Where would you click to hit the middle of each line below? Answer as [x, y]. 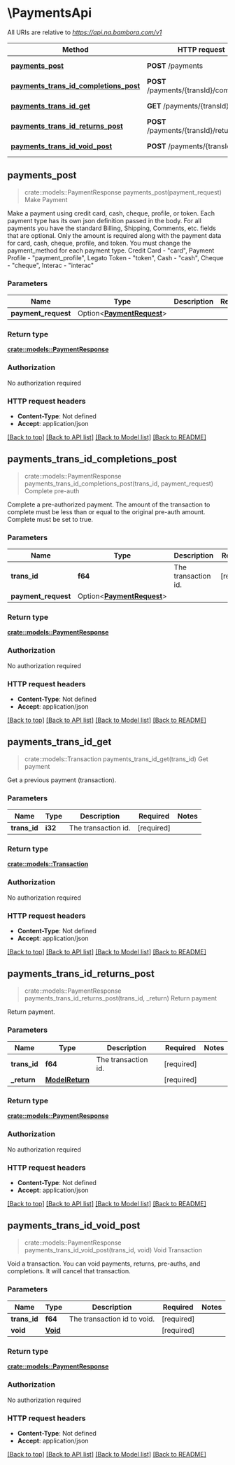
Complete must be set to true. [50, 519]
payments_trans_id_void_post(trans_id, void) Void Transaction [113, 1250]
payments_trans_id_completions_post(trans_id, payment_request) [119, 483]
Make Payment [46, 199]
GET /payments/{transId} [188, 106]
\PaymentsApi [50, 13]
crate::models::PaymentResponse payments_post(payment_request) [123, 192]
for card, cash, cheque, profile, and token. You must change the [99, 243]
